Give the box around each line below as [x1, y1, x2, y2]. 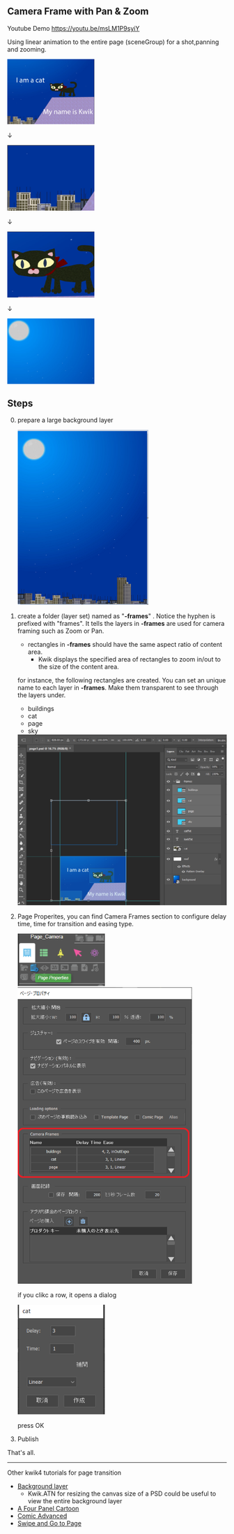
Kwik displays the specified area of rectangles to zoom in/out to [38, 655, 221, 664]
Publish [17, 1435, 40, 1443]
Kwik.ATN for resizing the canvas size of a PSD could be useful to [27, 1489, 217, 1498]
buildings [27, 705, 54, 713]
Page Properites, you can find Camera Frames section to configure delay [17, 912, 227, 921]
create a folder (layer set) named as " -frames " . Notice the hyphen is [17, 612, 216, 620]
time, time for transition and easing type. [17, 919, 134, 928]
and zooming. [7, 45, 47, 53]
